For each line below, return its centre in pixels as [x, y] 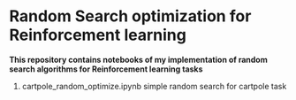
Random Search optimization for [130, 16]
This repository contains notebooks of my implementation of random [138, 59]
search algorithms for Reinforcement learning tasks [106, 69]
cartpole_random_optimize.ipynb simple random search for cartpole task [154, 86]
